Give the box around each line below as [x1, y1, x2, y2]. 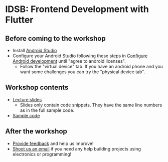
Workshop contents [5, 83, 69, 92]
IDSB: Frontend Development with [5, 4, 149, 15]
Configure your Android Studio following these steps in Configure [12, 53, 148, 59]
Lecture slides [12, 96, 42, 102]
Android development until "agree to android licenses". [12, 58, 126, 64]
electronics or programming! [12, 151, 72, 157]
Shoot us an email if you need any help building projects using [12, 145, 141, 151]
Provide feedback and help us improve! [12, 140, 94, 146]
